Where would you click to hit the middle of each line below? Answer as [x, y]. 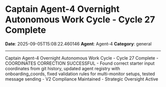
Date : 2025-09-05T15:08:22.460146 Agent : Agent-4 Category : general [78, 43]
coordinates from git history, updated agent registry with [62, 68]
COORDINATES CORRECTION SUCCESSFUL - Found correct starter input [80, 63]
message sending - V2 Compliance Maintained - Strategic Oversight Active [82, 79]
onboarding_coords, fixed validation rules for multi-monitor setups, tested [80, 74]
